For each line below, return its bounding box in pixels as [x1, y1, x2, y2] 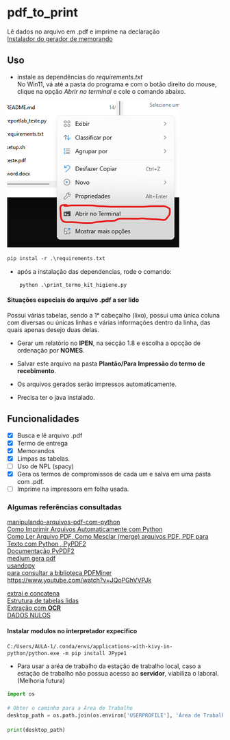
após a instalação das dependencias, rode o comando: [16, 267, 172, 275]
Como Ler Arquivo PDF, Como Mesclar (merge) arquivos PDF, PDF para [7, 533, 209, 541]
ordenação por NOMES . [16, 346, 85, 354]
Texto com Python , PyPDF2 [7, 539, 87, 548]
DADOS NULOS [7, 611, 51, 620]
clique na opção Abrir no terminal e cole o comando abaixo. [16, 87, 186, 95]
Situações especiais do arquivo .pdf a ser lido [7, 296, 140, 304]
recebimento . [16, 366, 57, 374]
